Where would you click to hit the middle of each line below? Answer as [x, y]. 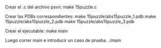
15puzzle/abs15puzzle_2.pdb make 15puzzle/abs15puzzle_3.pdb [70, 22]
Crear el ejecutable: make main [37, 31]
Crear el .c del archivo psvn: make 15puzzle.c [51, 7]
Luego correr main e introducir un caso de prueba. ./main [63, 40]
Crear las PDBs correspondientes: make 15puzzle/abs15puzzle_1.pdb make [80, 16]
